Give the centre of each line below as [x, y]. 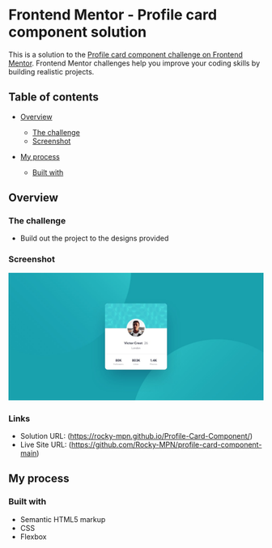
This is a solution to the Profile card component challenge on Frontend [125, 54]
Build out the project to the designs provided [94, 238]
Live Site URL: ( [46, 445]
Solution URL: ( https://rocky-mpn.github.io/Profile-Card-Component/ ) [136, 436]
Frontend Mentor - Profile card [113, 15]
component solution [78, 32]
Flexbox [33, 537]
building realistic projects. [51, 71]
